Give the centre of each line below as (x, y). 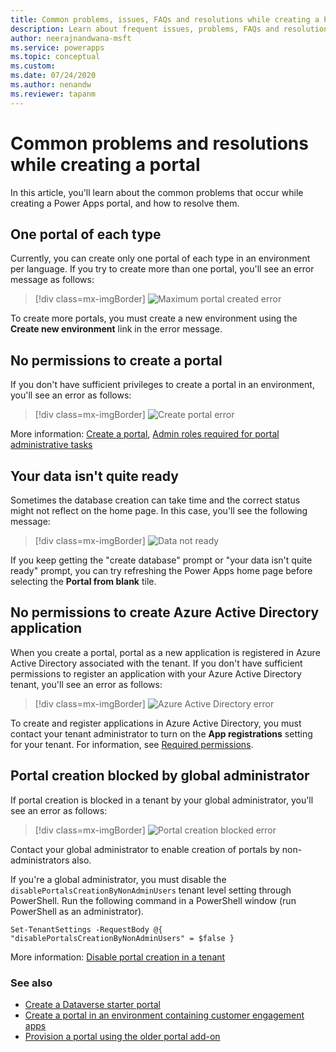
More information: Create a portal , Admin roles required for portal (145, 434)
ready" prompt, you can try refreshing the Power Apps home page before (161, 570)
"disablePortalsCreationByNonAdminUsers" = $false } (122, 938)
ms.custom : (33, 66)
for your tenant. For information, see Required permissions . (132, 744)
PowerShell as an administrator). (77, 911)
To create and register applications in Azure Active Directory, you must (156, 723)
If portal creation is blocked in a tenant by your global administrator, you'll (162, 800)
